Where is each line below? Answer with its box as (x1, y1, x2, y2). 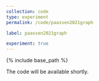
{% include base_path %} (6, 57, 68, 64)
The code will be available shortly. (6, 68, 89, 75)
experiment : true (6, 41, 49, 47)
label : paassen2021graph (6, 30, 67, 36)
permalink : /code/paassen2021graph (6, 19, 94, 25)
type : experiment (6, 14, 49, 20)
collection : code (6, 8, 49, 15)
